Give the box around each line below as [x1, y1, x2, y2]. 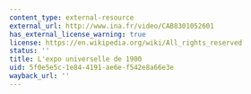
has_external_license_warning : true [9, 30, 146, 38]
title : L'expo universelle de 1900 [9, 55, 143, 64]
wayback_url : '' [9, 72, 70, 81]
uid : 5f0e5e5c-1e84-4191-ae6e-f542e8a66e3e [9, 64, 175, 73]
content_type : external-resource [9, 13, 134, 22]
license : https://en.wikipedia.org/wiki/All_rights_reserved [9, 38, 243, 47]
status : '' [9, 47, 50, 56]
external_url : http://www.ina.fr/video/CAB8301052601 [9, 21, 215, 30]
